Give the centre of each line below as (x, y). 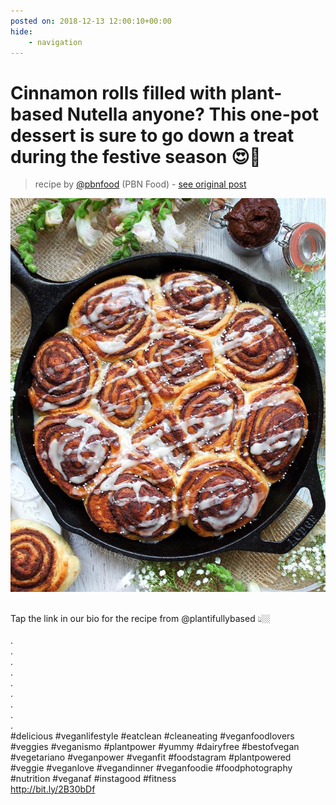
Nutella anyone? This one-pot (192, 114)
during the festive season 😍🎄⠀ (142, 156)
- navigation (55, 42)
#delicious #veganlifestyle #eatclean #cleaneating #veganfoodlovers (152, 736)
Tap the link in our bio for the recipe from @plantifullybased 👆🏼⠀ (143, 618)
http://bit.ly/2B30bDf (53, 789)
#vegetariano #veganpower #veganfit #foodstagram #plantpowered (151, 757)
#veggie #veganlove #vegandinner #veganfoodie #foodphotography (151, 767)
